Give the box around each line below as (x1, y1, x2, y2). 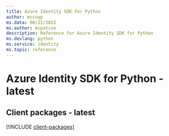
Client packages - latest (6, 108, 96, 118)
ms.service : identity (6, 42, 59, 47)
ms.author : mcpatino (6, 25, 57, 31)
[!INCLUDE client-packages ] (6, 123, 75, 130)
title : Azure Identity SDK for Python (6, 8, 101, 15)
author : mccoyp (6, 14, 43, 20)
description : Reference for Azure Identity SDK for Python (6, 30, 154, 36)
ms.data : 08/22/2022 (6, 19, 57, 25)
